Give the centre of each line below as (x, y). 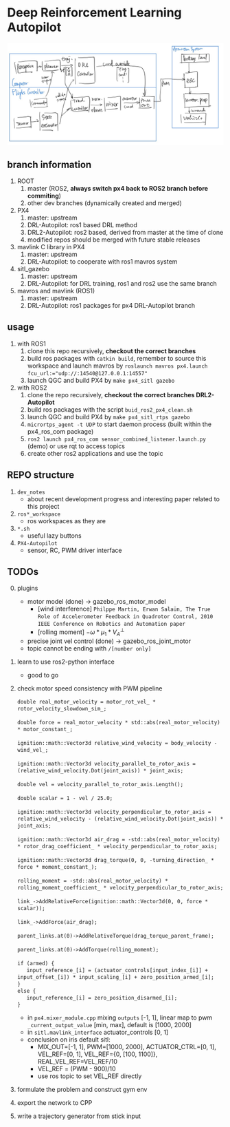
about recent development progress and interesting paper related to (123, 499)
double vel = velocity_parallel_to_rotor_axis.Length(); (100, 784)
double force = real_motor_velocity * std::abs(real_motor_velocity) (119, 722)
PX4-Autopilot (37, 543)
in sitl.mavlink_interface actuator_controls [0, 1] (98, 1032)
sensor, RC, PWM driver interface (74, 550)
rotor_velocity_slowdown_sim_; (62, 708)
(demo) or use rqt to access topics (76, 446)
